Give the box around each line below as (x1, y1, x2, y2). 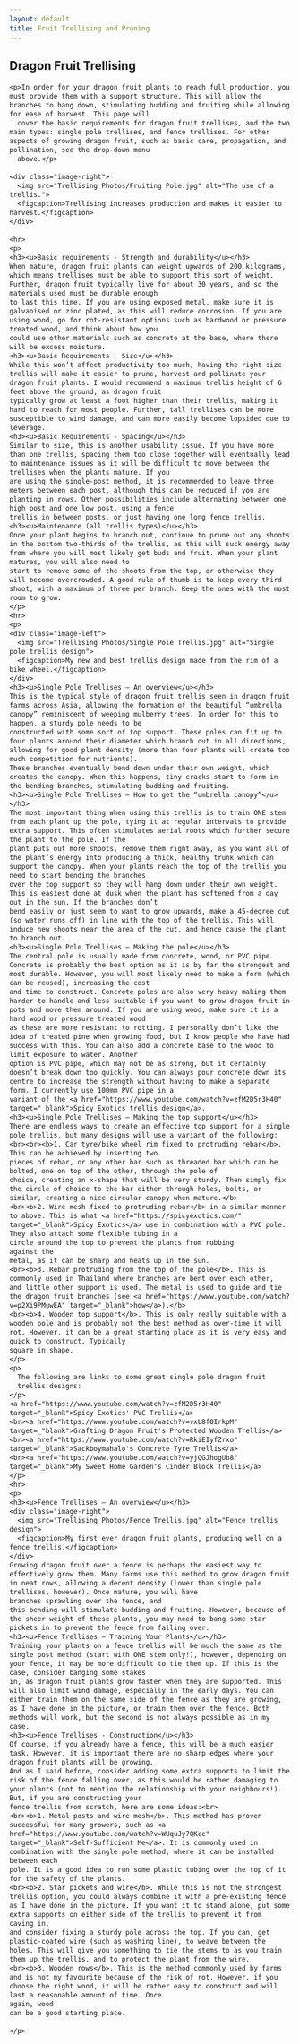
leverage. (9, 424, 47, 433)
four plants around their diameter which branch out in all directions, (9, 737, 286, 746)
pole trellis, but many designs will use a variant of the (9, 1131, 235, 1140)
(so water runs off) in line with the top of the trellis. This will (9, 916, 275, 925)
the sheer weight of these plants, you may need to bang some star (9, 1615, 267, 1624)
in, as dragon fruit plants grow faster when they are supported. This (9, 1678, 282, 1687)
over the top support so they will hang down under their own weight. (9, 880, 278, 889)
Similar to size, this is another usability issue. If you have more (9, 442, 275, 451)
